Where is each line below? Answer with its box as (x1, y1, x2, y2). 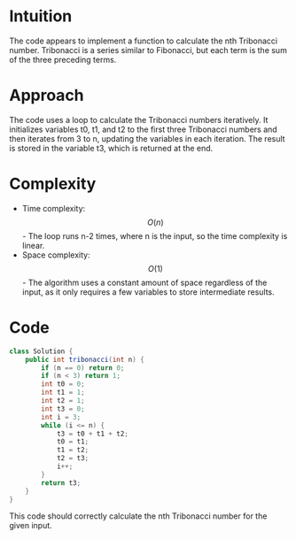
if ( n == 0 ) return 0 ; (41, 363, 125, 373)
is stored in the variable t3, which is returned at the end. (9, 142, 214, 153)
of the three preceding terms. (9, 54, 117, 65)
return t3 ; (41, 478, 82, 488)
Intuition (9, 6, 73, 27)
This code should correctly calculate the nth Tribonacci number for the (9, 511, 268, 521)
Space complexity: (21, 250, 90, 260)
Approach (9, 86, 84, 105)
